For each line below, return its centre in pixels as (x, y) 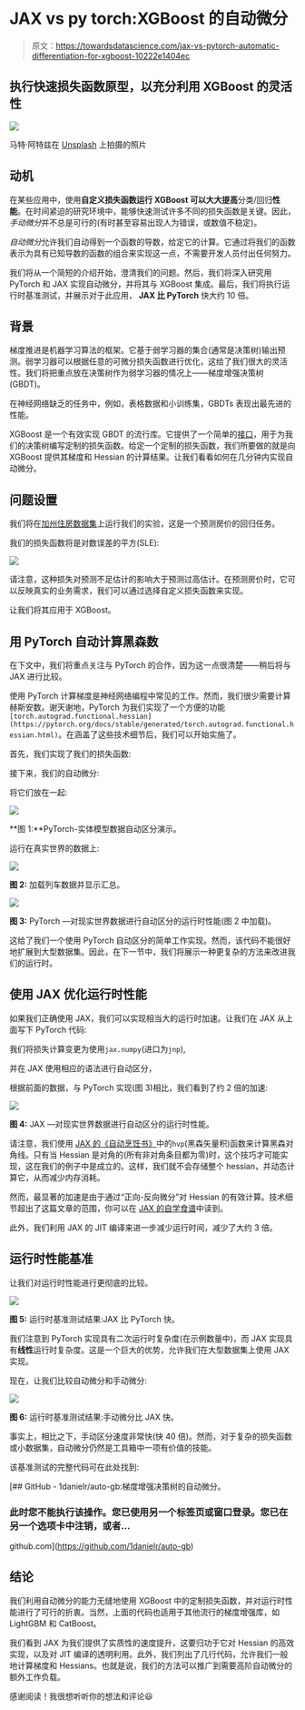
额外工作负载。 (37, 1676)
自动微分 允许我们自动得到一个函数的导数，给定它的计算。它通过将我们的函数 (152, 241)
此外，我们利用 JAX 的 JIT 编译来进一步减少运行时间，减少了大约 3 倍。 (143, 1227)
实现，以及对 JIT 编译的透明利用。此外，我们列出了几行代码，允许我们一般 (149, 1654)
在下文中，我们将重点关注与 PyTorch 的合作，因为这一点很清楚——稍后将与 (150, 665)
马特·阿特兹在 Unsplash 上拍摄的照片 (78, 144)
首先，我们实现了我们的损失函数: (70, 754)
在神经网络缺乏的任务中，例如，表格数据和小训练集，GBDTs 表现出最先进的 (151, 404)
